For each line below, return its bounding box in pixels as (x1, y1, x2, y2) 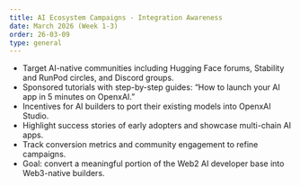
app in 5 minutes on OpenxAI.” (22, 92, 136, 102)
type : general (9, 38, 63, 48)
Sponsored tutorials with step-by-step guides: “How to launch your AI (22, 82, 280, 93)
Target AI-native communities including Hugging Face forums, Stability (22, 63, 285, 74)
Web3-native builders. (22, 168, 105, 179)
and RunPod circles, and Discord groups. (22, 73, 174, 84)
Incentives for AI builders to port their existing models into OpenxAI (22, 101, 271, 112)
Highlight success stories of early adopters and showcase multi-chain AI (22, 120, 292, 131)
